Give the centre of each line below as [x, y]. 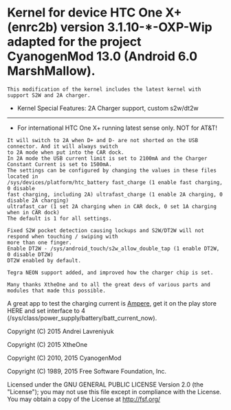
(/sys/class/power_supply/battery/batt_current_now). [82, 318]
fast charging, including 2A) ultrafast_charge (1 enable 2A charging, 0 [115, 194]
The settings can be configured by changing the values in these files [112, 170]
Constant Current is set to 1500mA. [59, 164]
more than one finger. [40, 242]
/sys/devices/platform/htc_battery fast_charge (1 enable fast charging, [115, 182]
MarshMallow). [51, 71]
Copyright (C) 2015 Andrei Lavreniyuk [60, 331]
